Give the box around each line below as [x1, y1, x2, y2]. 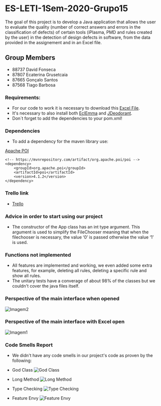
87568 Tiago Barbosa [12, 82, 56, 88]
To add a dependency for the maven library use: [12, 139, 108, 145]
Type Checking [12, 386, 43, 392]
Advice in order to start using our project [5, 213, 103, 220]
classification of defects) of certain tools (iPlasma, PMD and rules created [5, 29, 153, 35]
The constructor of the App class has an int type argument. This [12, 224, 140, 229]
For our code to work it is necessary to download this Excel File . [12, 105, 140, 111]
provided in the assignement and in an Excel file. [5, 39, 102, 45]
